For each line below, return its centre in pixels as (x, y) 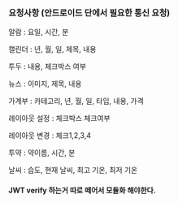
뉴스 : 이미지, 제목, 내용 (45, 84)
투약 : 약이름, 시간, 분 (42, 153)
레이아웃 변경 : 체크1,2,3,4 (50, 136)
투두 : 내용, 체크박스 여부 (48, 67)
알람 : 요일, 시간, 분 (39, 32)
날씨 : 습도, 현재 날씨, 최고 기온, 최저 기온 (73, 170)
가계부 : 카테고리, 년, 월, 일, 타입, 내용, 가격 (76, 101)
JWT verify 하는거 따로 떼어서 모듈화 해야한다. (82, 190)
